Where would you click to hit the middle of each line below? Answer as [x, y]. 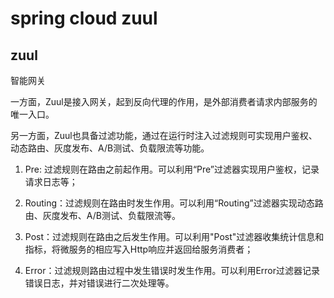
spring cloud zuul [84, 18]
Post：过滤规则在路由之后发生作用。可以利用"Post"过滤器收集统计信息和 [174, 236]
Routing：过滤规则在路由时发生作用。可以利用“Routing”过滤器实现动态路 [174, 203]
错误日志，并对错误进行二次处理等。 [99, 283]
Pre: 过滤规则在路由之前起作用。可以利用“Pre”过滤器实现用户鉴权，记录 [172, 169]
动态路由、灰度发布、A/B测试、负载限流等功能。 [110, 148]
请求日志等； [51, 181]
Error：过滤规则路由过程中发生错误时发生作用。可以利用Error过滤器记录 [172, 270]
